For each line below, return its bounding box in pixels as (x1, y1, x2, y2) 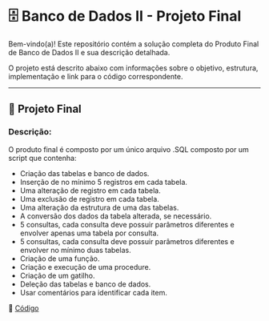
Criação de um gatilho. (19, 271, 95, 280)
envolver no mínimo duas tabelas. (19, 245, 131, 255)
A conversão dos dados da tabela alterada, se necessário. (19, 211, 212, 221)
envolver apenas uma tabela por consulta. (19, 228, 159, 238)
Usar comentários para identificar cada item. (19, 287, 168, 297)
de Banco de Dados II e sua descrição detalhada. (8, 47, 171, 57)
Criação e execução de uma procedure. (19, 262, 151, 271)
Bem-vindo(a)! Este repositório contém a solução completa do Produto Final (8, 38, 259, 49)
